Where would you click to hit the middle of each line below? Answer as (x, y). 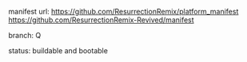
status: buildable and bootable (58, 50)
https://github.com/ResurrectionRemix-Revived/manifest (101, 20)
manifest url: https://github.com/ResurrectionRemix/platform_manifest (124, 12)
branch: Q (25, 35)
